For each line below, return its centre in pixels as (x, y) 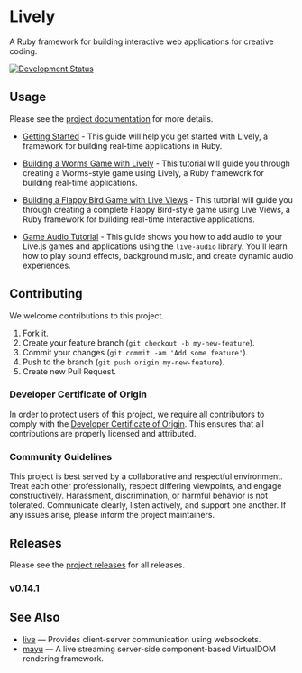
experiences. (46, 265)
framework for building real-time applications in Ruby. (122, 145)
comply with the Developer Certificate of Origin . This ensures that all (137, 424)
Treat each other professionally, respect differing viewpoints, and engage (146, 486)
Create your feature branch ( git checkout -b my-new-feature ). (138, 342)
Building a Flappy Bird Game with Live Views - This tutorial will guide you (157, 199)
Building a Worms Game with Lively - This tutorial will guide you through (156, 163)
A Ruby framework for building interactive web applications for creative (142, 41)
